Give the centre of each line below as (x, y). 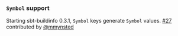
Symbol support (28, 8)
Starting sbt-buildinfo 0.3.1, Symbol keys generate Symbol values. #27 (89, 21)
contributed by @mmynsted (40, 27)
